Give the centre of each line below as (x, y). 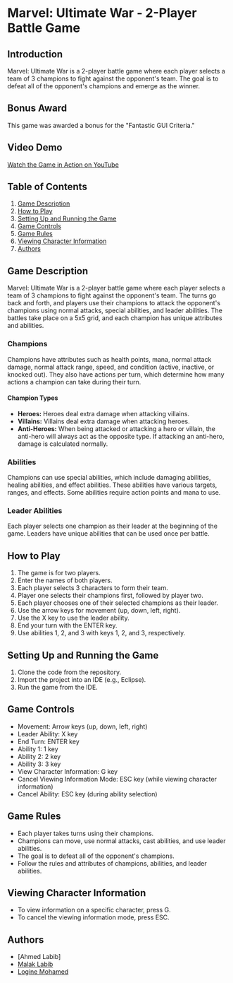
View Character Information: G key (68, 771)
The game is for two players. (59, 573)
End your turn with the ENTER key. (67, 625)
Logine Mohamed (43, 972)
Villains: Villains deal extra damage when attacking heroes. (103, 421)
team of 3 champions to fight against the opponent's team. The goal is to (113, 78)
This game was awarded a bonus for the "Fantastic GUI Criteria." (101, 125)
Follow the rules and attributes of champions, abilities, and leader (112, 863)
